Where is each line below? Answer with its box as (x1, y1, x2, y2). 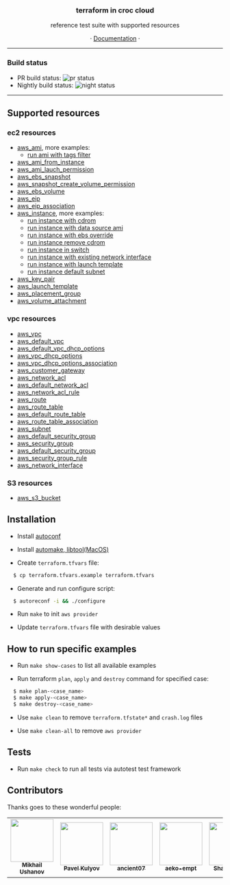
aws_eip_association (16, 202, 75, 210)
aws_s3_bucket (16, 493, 61, 502)
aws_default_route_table (16, 410, 86, 418)
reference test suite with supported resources (50, 21, 180, 30)
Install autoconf (16, 532, 62, 540)
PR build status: (16, 74, 62, 82)
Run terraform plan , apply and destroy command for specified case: (16, 675, 209, 683)
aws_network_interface (16, 461, 84, 469)
